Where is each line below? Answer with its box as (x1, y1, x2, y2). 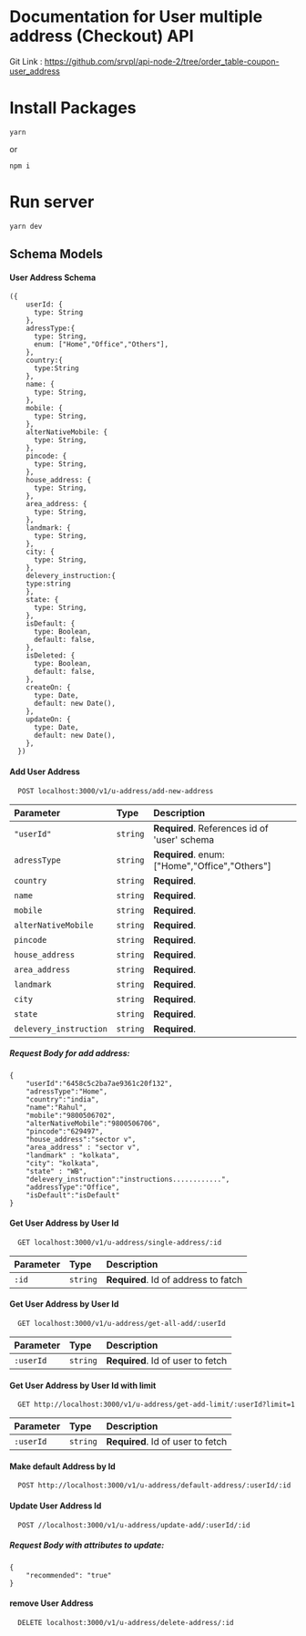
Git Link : (9, 56, 43, 67)
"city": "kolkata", (25, 1158, 100, 1168)
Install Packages (9, 98, 137, 119)
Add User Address (9, 766, 80, 777)
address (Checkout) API (9, 26, 194, 47)
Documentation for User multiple (9, 6, 263, 27)
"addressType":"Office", (25, 1183, 120, 1192)
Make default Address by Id (9, 1461, 116, 1472)
